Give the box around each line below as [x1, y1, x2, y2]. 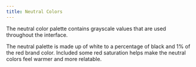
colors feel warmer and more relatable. [6, 55, 102, 62]
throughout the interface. [6, 31, 68, 39]
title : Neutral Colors [6, 8, 63, 15]
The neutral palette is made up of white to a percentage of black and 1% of [6, 43, 191, 50]
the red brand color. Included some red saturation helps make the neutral [6, 49, 186, 56]
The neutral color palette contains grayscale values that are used [6, 25, 166, 32]
